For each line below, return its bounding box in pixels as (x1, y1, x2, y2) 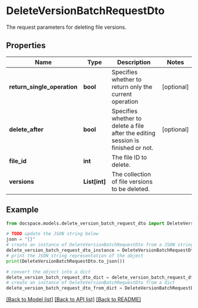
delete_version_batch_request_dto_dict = (6, 274, 110, 280)
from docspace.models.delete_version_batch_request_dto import (6, 220, 165, 226)
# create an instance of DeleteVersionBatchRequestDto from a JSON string (6, 242, 194, 248)
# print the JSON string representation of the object (6, 253, 144, 259)
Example (6, 205, 39, 215)
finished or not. (111, 143, 154, 152)
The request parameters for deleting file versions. (6, 24, 127, 31)
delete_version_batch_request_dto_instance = (6, 247, 120, 253)
